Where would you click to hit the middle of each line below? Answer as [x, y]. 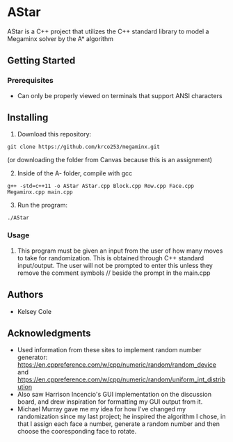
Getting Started [41, 61]
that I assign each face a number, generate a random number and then [119, 424]
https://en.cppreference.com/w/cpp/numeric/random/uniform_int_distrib [121, 379]
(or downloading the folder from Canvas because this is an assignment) [110, 160]
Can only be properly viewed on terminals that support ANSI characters [120, 95]
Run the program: [42, 205]
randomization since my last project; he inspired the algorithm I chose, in [121, 417]
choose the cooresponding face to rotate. [77, 432]
